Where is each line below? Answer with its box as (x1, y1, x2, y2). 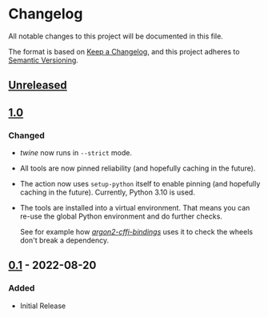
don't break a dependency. (19, 235, 110, 245)
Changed (8, 130, 46, 141)
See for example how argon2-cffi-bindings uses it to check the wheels (19, 227, 254, 237)
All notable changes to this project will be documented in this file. (8, 31, 224, 41)
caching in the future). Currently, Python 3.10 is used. (19, 187, 196, 197)
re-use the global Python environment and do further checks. (19, 211, 222, 221)
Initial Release (19, 301, 66, 311)
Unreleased (8, 78, 68, 92)
